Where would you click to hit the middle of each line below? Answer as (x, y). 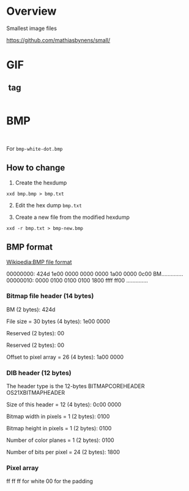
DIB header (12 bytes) (39, 373)
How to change (36, 168)
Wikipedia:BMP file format (39, 262)
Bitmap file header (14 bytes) (50, 296)
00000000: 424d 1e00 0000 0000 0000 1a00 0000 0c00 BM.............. (95, 273)
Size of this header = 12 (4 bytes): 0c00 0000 (64, 405)
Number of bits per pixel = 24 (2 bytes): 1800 (63, 452)
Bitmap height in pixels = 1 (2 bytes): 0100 (59, 428)
